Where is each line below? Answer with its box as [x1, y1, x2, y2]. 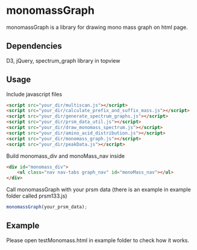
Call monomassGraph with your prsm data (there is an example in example [6, 186, 191, 193]
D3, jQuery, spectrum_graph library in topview [6, 57, 120, 64]
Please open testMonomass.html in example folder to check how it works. [6, 236, 190, 244]
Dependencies [6, 41, 62, 51]
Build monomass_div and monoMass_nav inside [6, 152, 125, 160]
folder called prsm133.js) [6, 192, 67, 199]
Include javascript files [6, 90, 62, 98]
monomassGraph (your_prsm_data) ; [6, 204, 87, 210]
